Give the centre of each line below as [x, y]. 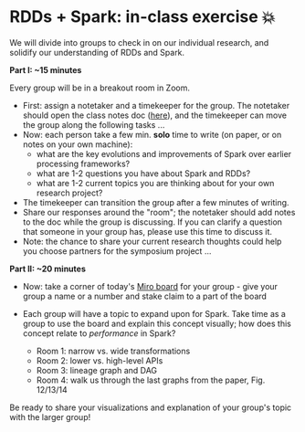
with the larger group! [50, 416]
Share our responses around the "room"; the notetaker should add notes [159, 212]
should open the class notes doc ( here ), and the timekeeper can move [155, 115]
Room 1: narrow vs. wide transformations [113, 351]
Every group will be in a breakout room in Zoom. [100, 88]
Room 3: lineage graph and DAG [97, 370]
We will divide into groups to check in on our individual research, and [139, 42]
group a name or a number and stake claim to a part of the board [145, 296]
